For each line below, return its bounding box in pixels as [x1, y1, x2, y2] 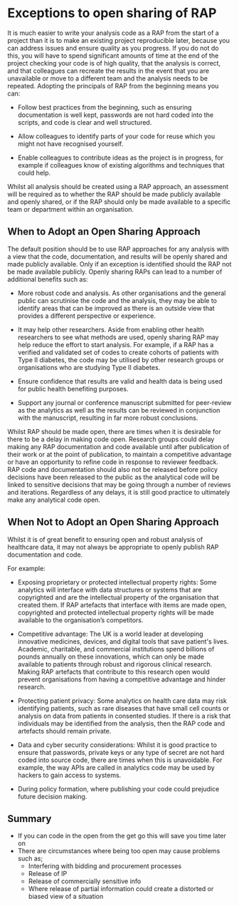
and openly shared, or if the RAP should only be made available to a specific [7, 197, 231, 206]
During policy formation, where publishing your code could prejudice [17, 784, 220, 793]
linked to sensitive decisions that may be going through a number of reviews [7, 480, 231, 489]
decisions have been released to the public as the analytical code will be [7, 473, 220, 481]
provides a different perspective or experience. [17, 312, 156, 320]
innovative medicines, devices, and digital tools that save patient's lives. [17, 637, 229, 646]
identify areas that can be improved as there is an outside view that [17, 304, 215, 312]
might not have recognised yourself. [17, 139, 124, 148]
